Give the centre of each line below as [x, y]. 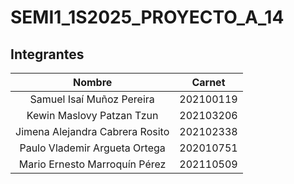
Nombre [92, 82]
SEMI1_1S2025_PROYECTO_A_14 [147, 17]
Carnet [208, 82]
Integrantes [47, 54]
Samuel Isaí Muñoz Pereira [92, 99]
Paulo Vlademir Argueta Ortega [92, 148]
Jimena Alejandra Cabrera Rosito [92, 131]
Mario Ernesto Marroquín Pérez [92, 164]
